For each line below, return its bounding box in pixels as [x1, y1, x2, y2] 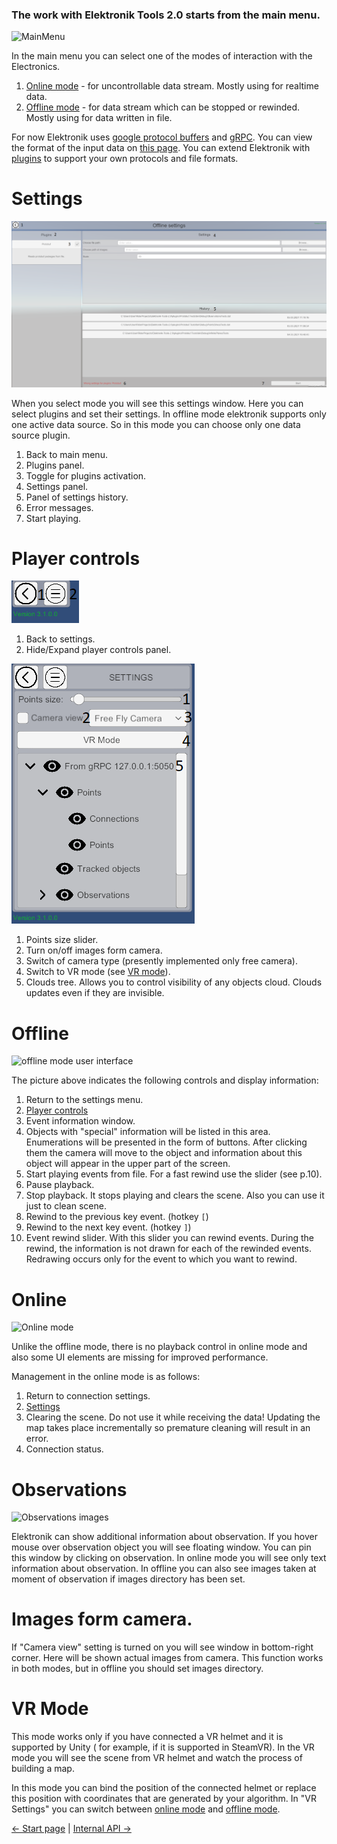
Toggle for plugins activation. [25, 469, 147, 482]
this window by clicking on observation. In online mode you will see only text [11, 1552, 327, 1564]
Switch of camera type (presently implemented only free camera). [25, 955, 298, 967]
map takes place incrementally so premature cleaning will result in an [25, 1422, 311, 1434]
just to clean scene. [25, 1200, 107, 1212]
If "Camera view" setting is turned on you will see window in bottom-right [11, 1641, 314, 1653]
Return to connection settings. [25, 1390, 151, 1402]
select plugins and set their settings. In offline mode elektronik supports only [11, 408, 327, 420]
